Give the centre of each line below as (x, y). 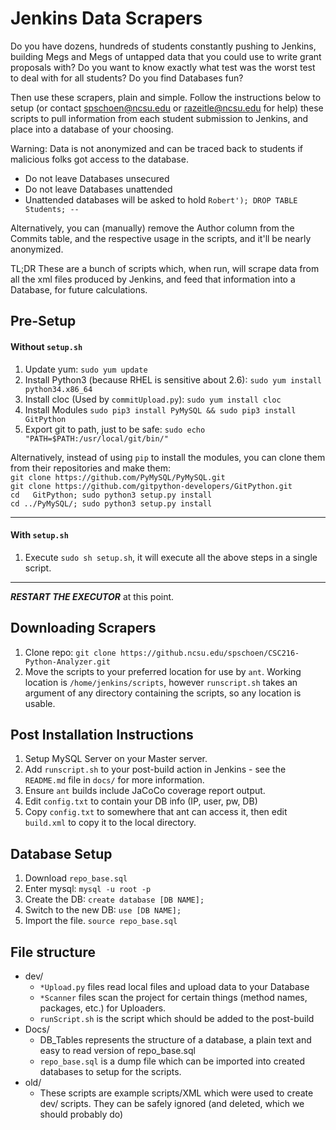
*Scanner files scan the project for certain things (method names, (173, 997)
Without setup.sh (46, 346)
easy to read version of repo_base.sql (117, 1050)
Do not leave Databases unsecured (97, 178)
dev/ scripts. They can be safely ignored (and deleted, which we (172, 1103)
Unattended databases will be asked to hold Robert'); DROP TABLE (161, 199)
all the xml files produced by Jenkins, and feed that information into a (153, 279)
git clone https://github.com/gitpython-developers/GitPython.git (151, 486)
